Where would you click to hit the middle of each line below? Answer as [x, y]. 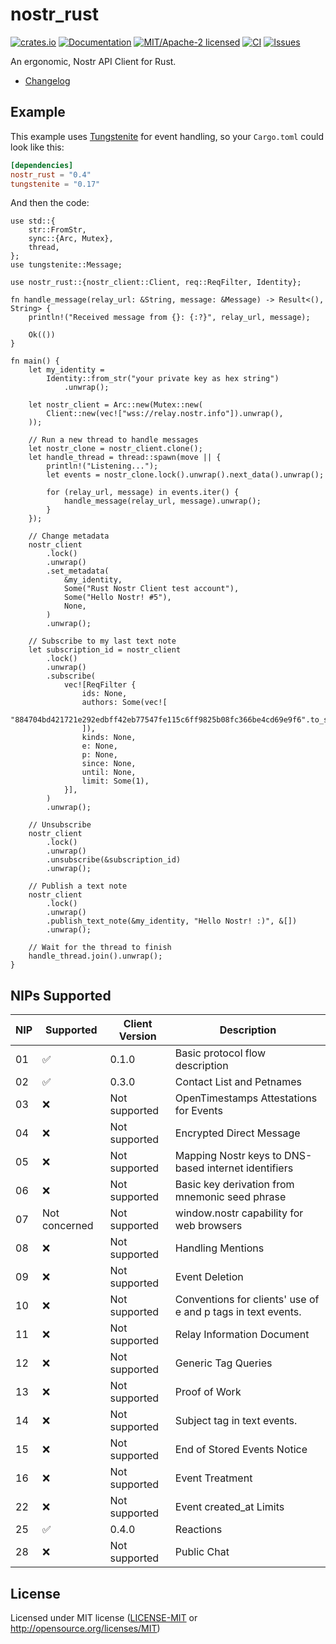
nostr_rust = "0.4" [51, 174]
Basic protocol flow [220, 1053]
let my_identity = [66, 370]
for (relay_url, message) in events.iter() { [143, 493]
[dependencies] [42, 165]
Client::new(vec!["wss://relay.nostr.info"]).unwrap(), [165, 414]
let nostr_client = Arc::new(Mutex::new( [115, 405]
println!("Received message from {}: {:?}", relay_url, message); [169, 318]
